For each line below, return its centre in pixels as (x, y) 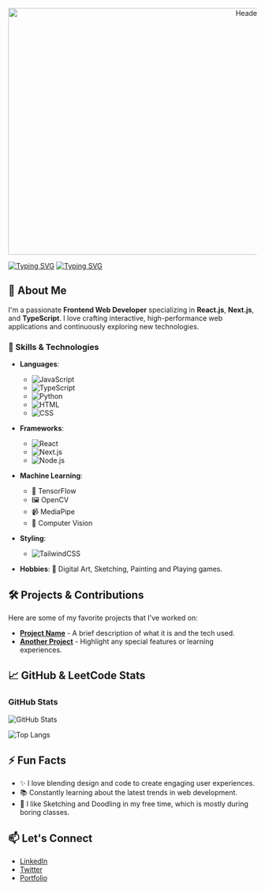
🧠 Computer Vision (62, 523)
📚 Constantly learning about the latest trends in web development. (129, 793)
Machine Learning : (51, 476)
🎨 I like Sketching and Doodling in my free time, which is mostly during (134, 804)
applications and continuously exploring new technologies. (104, 326)
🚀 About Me (37, 291)
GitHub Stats (33, 702)
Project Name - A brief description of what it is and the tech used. (127, 633)
